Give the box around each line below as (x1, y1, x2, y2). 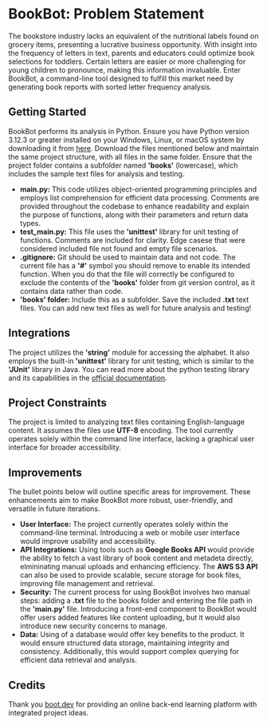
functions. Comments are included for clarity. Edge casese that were (19, 235, 245, 244)
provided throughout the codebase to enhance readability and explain (19, 201, 249, 211)
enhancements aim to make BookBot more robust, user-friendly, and (8, 496, 234, 505)
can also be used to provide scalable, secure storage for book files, (19, 570, 241, 580)
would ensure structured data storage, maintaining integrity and (19, 638, 230, 648)
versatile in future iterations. (8, 504, 100, 513)
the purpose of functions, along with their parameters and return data (19, 209, 249, 220)
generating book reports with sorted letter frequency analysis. (8, 81, 213, 92)
